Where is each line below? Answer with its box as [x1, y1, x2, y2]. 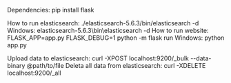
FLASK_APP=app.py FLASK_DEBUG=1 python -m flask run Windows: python [7, 34, 225, 42]
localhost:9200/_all [7, 69, 61, 77]
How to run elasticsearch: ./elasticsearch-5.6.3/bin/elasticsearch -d [7, 19, 199, 27]
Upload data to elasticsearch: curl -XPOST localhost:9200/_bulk [7, 54, 190, 62]
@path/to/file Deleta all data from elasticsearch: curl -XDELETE [26, 62, 206, 69]
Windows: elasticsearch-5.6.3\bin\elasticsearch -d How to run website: [7, 27, 209, 34]
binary [7, 62, 26, 69]
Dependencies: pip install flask [7, 6, 94, 14]
